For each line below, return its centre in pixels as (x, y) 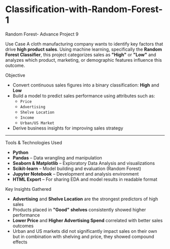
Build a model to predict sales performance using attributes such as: (84, 96)
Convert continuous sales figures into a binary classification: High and (86, 85)
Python (20, 152)
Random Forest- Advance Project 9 (42, 34)
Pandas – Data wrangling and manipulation (57, 157)
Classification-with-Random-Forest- (84, 9)
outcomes (23, 226)
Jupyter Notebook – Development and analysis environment (76, 174)
